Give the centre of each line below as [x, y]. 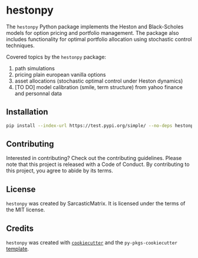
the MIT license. [26, 210]
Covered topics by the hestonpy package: [56, 57]
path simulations [34, 68]
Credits [20, 228]
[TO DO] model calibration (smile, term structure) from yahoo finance [98, 87]
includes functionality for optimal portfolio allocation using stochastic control [99, 39]
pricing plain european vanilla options [60, 74]
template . [18, 249]
